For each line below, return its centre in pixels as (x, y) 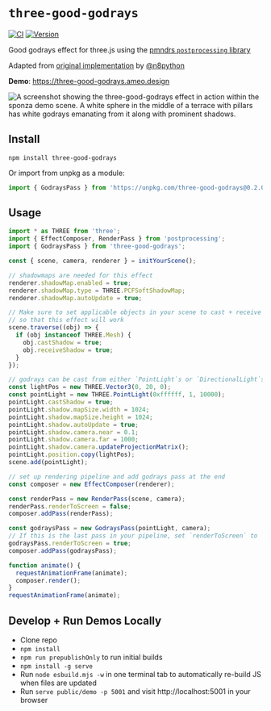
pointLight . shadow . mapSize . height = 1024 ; (81, 417)
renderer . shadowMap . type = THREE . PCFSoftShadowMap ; (97, 291)
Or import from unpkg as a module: (67, 173)
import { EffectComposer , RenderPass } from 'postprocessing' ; (117, 239)
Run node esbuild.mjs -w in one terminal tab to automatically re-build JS (141, 674)
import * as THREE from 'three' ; (65, 232)
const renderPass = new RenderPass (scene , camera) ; (97, 499)
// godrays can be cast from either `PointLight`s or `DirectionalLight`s (137, 380)
